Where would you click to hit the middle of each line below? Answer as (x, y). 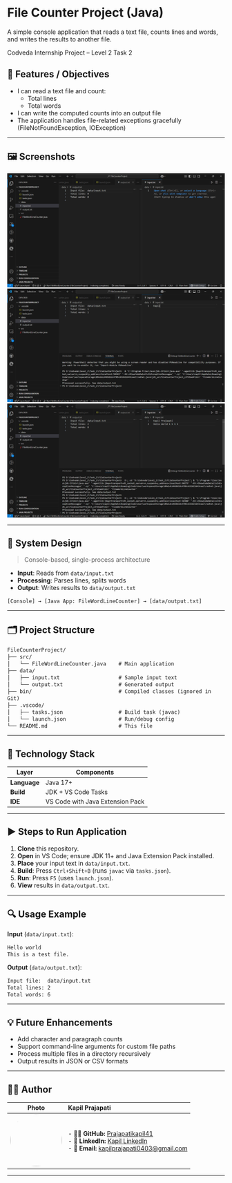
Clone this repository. (48, 849)
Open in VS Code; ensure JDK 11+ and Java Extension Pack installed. (116, 855)
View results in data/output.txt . (64, 885)
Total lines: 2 (29, 988)
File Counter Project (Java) (86, 13)
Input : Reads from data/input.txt (66, 573)
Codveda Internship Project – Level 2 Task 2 (70, 53)
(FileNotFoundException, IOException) (71, 127)
